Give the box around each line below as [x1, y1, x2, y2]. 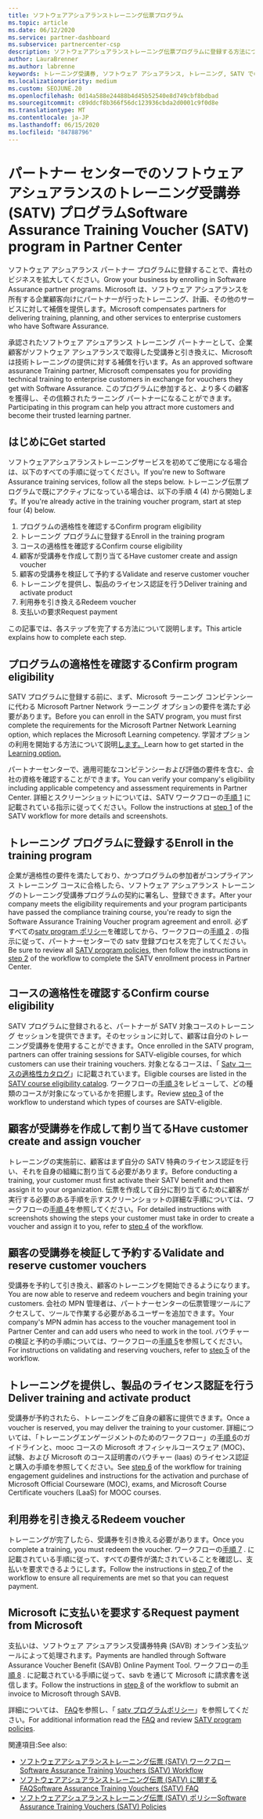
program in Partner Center [8, 237, 182, 255]
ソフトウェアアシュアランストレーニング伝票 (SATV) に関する [19, 1774, 218, 1784]
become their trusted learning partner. [8, 410, 131, 420]
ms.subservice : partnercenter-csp [8, 41, 121, 49]
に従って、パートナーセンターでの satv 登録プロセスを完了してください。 [14, 936, 250, 946]
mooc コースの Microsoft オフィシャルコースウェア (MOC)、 [56, 1443, 250, 1452]
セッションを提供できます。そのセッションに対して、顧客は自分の [16, 1030, 229, 1041]
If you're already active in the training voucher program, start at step [20, 496, 242, 507]
